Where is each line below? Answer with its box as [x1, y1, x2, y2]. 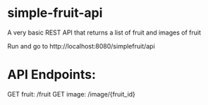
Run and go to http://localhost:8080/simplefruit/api [7, 42, 155, 50]
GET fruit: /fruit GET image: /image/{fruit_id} [7, 89, 136, 98]
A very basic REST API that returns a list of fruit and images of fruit [7, 28, 202, 37]
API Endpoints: [7, 67, 97, 82]
